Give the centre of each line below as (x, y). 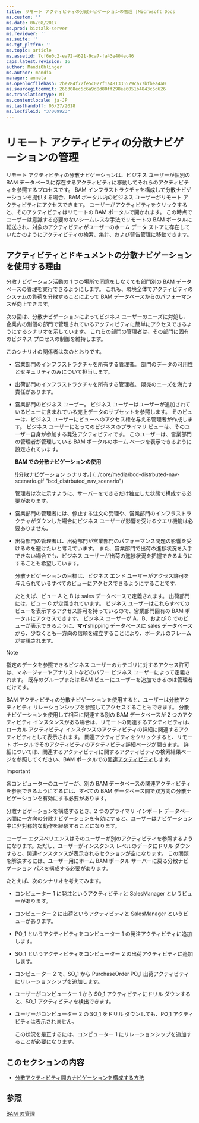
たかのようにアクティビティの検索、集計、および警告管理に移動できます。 (102, 234)
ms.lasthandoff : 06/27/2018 (41, 106)
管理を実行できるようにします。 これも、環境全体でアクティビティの (110, 289)
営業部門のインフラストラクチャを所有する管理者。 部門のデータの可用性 (104, 364)
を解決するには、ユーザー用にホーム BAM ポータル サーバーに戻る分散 (92, 861)
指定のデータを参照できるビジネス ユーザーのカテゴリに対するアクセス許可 (98, 665)
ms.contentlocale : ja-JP (37, 100)
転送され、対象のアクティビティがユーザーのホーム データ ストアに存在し (96, 227)
